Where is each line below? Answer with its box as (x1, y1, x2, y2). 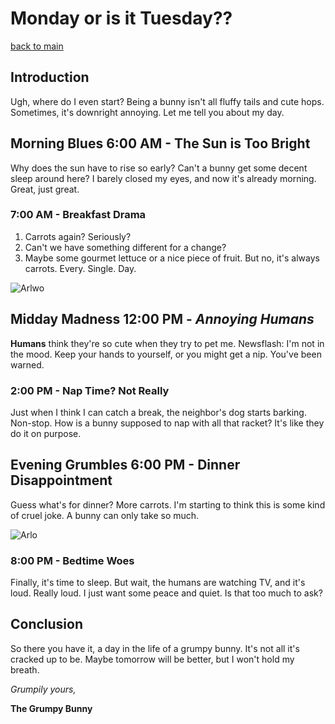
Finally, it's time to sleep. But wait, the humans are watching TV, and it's (10, 577, 306, 589)
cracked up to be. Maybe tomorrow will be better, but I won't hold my (10, 653, 295, 665)
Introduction (10, 69, 90, 86)
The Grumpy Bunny (10, 702, 93, 714)
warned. (10, 358, 45, 371)
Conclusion (10, 616, 84, 633)
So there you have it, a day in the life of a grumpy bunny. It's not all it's (10, 642, 300, 654)
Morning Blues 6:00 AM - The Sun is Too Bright (10, 135, 311, 152)
